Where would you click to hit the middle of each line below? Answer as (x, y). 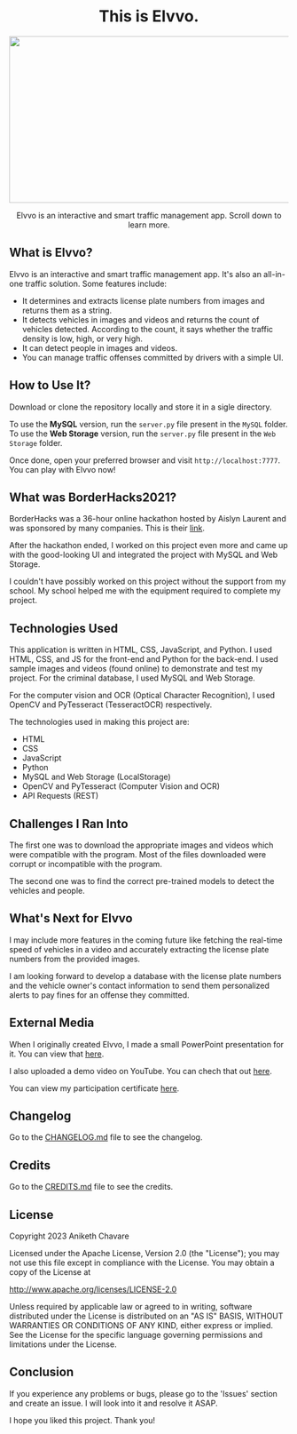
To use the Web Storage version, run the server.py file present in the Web (143, 434)
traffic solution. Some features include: (96, 283)
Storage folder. (36, 442)
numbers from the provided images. (74, 959)
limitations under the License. (63, 1344)
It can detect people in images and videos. (100, 347)
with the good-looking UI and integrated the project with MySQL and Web (144, 555)
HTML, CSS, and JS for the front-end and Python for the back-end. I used (144, 659)
